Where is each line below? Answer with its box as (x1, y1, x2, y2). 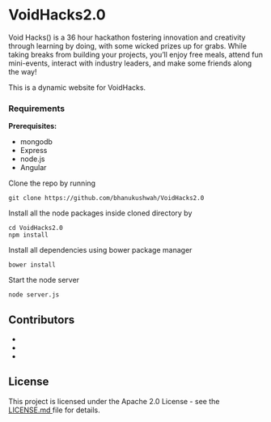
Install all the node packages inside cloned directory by (8, 208, 193, 218)
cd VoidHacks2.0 (8, 224, 63, 232)
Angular (19, 163, 47, 173)
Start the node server (8, 275, 79, 285)
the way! (8, 66, 37, 76)
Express (19, 146, 48, 156)
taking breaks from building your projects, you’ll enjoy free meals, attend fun (8, 49, 264, 59)
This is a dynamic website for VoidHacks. (8, 83, 146, 92)
